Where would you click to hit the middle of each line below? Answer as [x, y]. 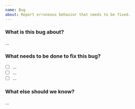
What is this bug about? [34, 32]
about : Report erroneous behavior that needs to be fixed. [68, 15]
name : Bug [15, 10]
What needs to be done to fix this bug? [53, 56]
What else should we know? [40, 92]
